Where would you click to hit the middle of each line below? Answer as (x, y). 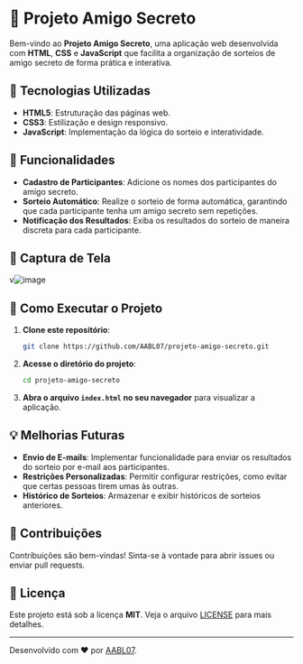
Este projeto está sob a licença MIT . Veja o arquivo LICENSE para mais (141, 615)
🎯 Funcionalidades (62, 160)
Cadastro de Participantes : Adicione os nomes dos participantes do (150, 182)
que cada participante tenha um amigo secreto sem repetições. (140, 210)
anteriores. (42, 505)
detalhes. (27, 624)
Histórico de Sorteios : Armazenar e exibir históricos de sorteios (142, 495)
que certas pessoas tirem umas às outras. (100, 485)
